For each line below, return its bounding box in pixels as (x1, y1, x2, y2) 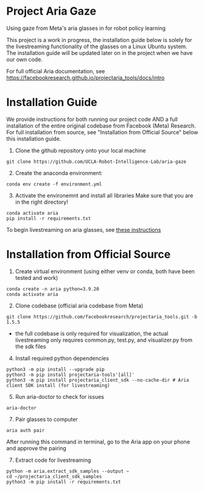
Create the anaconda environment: (15, 169, 103, 176)
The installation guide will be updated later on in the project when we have (6, 49, 193, 56)
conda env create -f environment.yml (6, 181, 102, 187)
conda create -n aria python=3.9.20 (6, 285, 99, 292)
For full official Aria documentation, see (6, 67, 105, 74)
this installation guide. (6, 135, 62, 142)
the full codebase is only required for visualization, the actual (15, 329, 169, 337)
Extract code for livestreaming (15, 456, 91, 464)
